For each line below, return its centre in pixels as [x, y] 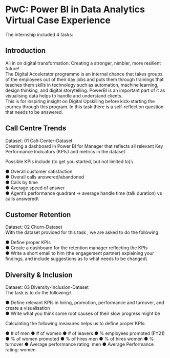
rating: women [20, 350]
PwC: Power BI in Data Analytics [75, 9]
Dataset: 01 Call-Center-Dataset [39, 141]
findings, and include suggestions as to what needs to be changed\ [76, 259]
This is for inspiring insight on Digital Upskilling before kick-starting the [80, 101]
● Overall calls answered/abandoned [45, 177]
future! [12, 68]
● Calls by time [22, 182]
